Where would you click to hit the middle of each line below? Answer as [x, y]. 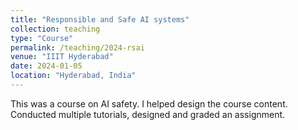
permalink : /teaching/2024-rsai [77, 47]
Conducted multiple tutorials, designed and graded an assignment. [148, 114]
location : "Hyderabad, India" [73, 76]
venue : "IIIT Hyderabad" [62, 57]
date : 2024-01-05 [46, 66]
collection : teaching [55, 29]
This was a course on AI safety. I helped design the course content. [149, 103]
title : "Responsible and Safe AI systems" [100, 19]
